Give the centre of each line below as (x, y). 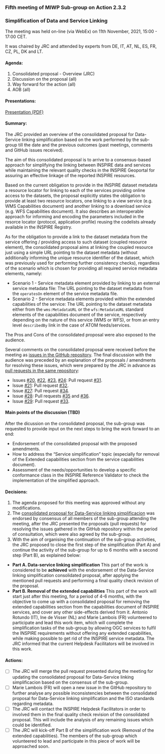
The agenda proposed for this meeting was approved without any (79, 503)
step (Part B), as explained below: (47, 555)
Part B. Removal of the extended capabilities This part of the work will (84, 591)
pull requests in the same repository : (42, 371)
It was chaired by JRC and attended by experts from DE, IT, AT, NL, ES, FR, (81, 47)
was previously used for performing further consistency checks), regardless (82, 263)
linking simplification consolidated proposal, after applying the (75, 575)
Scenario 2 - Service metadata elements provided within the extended (83, 299)
